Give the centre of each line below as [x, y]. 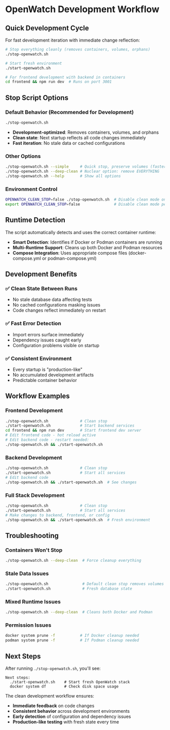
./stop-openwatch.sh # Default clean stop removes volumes [85, 584]
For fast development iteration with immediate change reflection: [73, 40]
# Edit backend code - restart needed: [47, 440]
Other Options [23, 156]
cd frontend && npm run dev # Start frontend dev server [73, 431]
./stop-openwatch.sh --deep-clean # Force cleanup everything [73, 561]
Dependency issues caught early [47, 340]
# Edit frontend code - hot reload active [51, 435]
